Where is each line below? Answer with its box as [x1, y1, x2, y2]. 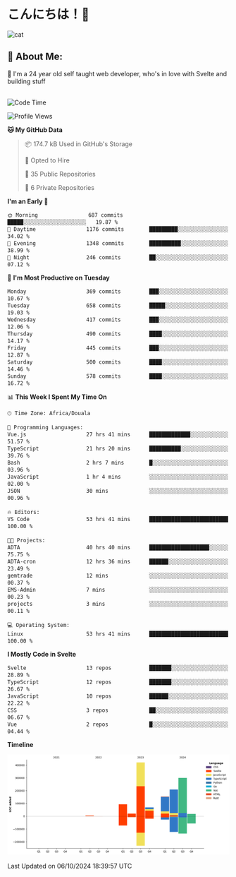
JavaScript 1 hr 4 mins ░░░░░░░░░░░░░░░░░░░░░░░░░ [7, 473, 229, 480]
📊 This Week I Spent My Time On [7, 393, 107, 401]
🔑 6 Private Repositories [24, 183, 95, 191]
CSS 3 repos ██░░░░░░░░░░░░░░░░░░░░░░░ [7, 707, 229, 714]
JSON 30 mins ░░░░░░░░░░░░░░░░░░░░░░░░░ [7, 487, 229, 494]
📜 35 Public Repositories [24, 169, 97, 178]
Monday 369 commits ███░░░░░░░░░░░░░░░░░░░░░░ [7, 287, 229, 295]
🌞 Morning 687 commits [7, 211, 123, 219]
